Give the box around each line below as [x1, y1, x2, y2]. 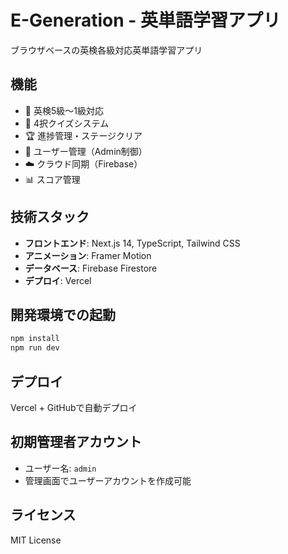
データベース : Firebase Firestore [24, 262, 158, 274]
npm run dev [10, 343, 60, 353]
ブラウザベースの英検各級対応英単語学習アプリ [10, 44, 203, 56]
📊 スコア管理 [24, 173, 81, 185]
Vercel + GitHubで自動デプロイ [10, 401, 138, 413]
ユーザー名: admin [24, 462, 97, 474]
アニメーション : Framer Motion [24, 249, 152, 261]
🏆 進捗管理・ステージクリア [24, 129, 143, 141]
